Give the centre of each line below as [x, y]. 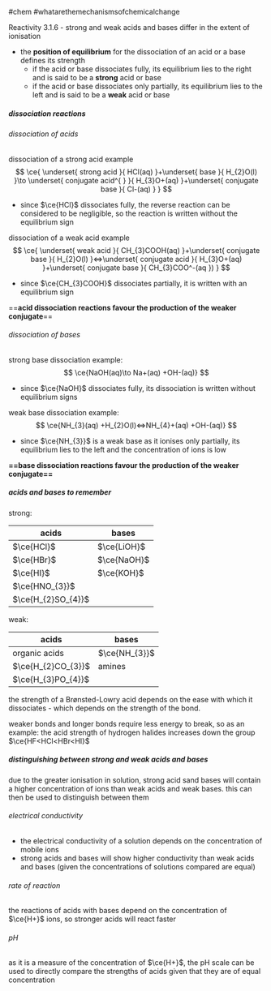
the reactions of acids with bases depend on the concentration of [118, 911]
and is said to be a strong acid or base [97, 77]
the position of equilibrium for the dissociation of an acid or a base [133, 51]
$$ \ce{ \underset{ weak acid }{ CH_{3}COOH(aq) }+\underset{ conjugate [136, 250]
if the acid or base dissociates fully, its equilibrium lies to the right [142, 69]
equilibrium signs [49, 397]
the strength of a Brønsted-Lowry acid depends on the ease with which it [131, 699]
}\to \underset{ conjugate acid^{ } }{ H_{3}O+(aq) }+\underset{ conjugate [136, 180]
